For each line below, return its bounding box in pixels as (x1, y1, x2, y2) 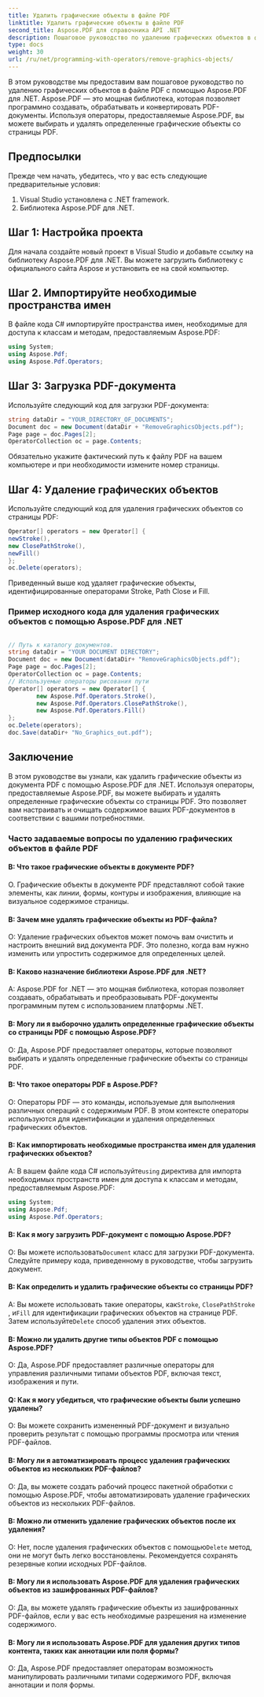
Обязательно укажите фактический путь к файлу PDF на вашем (8, 452, 222, 461)
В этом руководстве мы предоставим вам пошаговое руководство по (8, 76, 244, 87)
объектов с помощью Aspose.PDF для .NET (8, 616, 183, 627)
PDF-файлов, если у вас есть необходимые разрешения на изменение (8, 1611, 247, 1621)
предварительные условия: (8, 179, 101, 189)
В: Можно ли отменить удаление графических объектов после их (8, 1517, 236, 1526)
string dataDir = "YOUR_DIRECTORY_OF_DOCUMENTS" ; (8, 415, 174, 424)
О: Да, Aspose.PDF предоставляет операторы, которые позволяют (8, 1045, 233, 1054)
